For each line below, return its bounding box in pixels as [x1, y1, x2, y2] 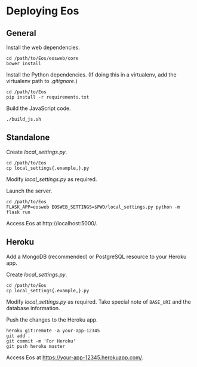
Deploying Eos [6, 4, 79, 18]
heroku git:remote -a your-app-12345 [6, 328, 100, 334]
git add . [6, 333, 31, 339]
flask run [6, 209, 31, 215]
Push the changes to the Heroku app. [6, 316, 98, 323]
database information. [6, 304, 61, 311]
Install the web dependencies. [6, 44, 81, 51]
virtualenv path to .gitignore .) [6, 78, 78, 84]
